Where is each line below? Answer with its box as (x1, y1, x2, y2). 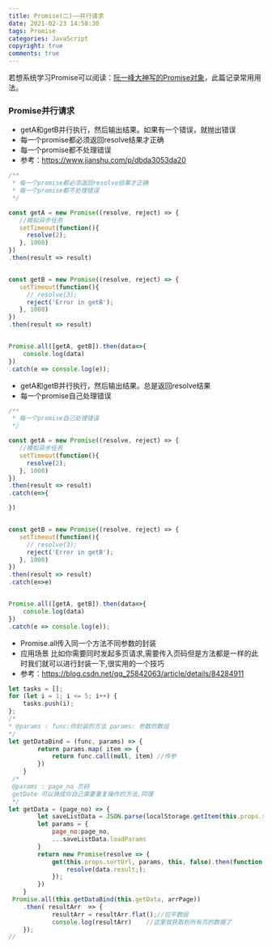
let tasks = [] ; (8, 685, 63, 693)
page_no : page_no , (51, 827, 111, 836)
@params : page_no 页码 (11, 782, 90, 790)
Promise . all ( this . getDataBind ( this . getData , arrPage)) (11, 895, 201, 903)
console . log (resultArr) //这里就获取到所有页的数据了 (51, 918, 232, 926)
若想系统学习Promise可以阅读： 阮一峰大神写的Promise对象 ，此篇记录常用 (8, 73, 255, 82)
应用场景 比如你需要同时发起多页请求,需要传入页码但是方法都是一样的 (19, 648, 252, 658)
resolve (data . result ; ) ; (66, 865, 147, 874)
